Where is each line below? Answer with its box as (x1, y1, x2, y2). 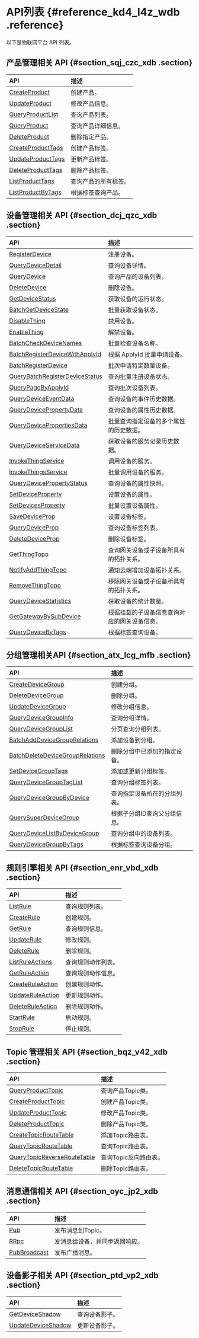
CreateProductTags (9, 143, 63, 152)
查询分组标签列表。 (110, 778, 165, 787)
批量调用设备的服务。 (108, 468, 168, 476)
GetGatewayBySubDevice (9, 612, 81, 620)
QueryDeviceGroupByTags (9, 840, 84, 848)
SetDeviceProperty (9, 490, 62, 498)
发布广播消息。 (54, 1248, 97, 1257)
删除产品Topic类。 (100, 1120, 152, 1128)
